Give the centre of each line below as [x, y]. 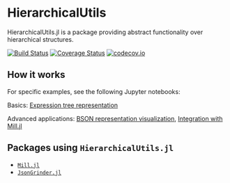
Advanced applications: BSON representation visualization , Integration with [115, 118]
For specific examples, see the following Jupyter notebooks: [94, 91]
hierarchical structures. [40, 39]
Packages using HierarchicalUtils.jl [91, 148]
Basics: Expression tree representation [63, 105]
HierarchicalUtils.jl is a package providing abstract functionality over [105, 32]
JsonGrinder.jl [39, 173]
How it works [36, 75]
